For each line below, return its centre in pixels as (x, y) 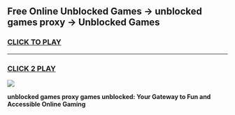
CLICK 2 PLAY (31, 68)
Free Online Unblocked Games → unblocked (105, 11)
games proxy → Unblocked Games (84, 23)
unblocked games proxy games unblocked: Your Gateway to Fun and (109, 96)
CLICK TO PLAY (34, 43)
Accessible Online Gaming (47, 104)
